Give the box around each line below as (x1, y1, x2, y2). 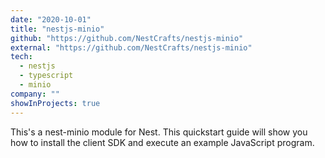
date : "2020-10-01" (10, 14, 92, 25)
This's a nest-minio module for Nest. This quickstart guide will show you (10, 126, 308, 138)
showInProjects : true (10, 98, 101, 108)
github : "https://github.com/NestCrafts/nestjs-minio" (10, 33, 244, 43)
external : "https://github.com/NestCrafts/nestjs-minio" (10, 42, 253, 53)
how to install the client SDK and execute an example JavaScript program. (10, 136, 315, 148)
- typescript (19, 71, 74, 81)
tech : (10, 52, 33, 62)
